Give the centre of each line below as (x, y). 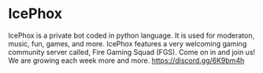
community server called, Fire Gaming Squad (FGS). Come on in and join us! (132, 52)
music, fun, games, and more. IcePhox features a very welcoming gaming (128, 43)
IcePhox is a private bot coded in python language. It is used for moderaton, (131, 35)
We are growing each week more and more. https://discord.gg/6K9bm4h (126, 60)
